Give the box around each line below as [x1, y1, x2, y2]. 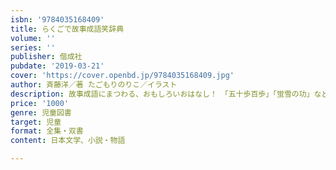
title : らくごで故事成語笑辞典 [10, 24, 125, 34]
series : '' [10, 42, 56, 53]
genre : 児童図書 [10, 107, 72, 118]
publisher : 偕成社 [10, 52, 83, 62]
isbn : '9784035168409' [10, 14, 105, 25]
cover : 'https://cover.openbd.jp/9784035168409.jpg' [10, 71, 235, 81]
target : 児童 [10, 117, 62, 127]
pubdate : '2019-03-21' [10, 61, 105, 71]
